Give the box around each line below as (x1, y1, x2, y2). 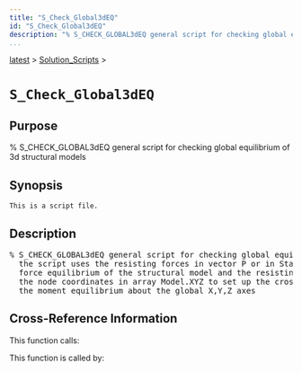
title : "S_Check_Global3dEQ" (9, 13, 119, 22)
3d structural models (9, 152, 87, 163)
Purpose (9, 118, 58, 133)
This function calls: (9, 334, 80, 346)
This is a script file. (9, 201, 99, 211)
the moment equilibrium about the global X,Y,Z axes (18, 286, 256, 296)
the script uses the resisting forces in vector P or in (18, 259, 276, 269)
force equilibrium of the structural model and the (18, 268, 252, 278)
